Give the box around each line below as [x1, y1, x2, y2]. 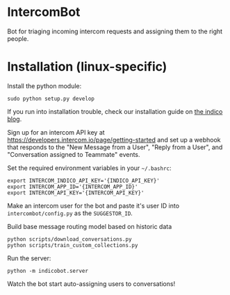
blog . [7, 115, 22, 123]
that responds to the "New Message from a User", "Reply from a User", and [7, 143, 223, 151]
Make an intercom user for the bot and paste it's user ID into [7, 201, 179, 210]
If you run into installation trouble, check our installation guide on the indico [7, 107, 223, 115]
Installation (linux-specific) [7, 59, 167, 75]
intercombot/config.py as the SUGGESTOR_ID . [7, 209, 133, 217]
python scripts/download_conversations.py [7, 235, 132, 243]
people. [7, 34, 29, 42]
